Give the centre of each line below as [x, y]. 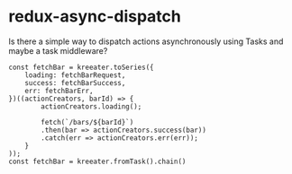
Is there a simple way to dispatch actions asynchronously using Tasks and [146, 41]
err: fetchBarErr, [59, 91]
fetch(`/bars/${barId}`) [87, 122]
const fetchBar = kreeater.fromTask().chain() [97, 161]
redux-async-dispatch [95, 17]
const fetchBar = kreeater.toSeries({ [81, 67]
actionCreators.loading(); [91, 106]
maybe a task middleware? [58, 50]
